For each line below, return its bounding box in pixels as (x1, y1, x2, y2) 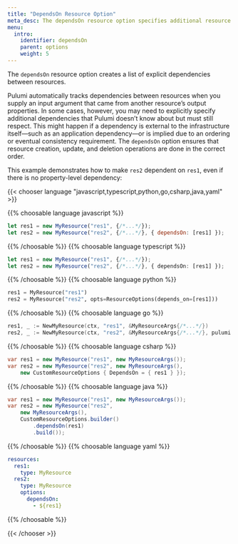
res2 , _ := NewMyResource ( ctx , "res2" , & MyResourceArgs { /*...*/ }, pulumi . (7, 329, 234, 336)
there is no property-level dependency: (7, 173, 123, 182)
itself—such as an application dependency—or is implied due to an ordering (7, 129, 230, 138)
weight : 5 (20, 51, 50, 58)
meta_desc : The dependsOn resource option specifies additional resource (7, 17, 232, 24)
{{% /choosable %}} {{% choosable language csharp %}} (7, 342, 177, 351)
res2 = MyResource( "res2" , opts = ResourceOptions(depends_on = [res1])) (7, 296, 219, 303)
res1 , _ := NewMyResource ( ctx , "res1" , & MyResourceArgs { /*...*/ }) (7, 323, 209, 330)
